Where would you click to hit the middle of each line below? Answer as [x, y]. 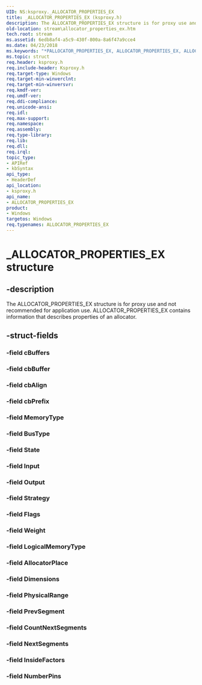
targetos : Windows [29, 219]
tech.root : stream [29, 34]
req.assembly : [24, 130]
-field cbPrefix [28, 401]
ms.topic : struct [28, 57]
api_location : [24, 186]
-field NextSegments [38, 643]
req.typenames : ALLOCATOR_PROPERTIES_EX [58, 225]
